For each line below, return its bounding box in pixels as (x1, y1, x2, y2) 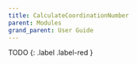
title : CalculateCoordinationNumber (8, 11, 129, 20)
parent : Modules (8, 19, 62, 27)
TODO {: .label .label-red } (8, 48, 93, 58)
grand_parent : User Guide (8, 26, 93, 34)
